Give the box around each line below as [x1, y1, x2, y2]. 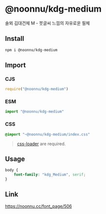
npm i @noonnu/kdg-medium [5, 47, 57, 52]
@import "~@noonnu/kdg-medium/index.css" [5, 132, 90, 137]
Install [5, 35, 24, 43]
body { [5, 168, 18, 173]
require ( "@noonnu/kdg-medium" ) [5, 87, 69, 92]
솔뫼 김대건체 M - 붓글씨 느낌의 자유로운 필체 [5, 20, 90, 26]
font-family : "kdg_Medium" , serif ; [14, 172, 86, 177]
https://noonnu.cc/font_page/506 [5, 203, 72, 209]
